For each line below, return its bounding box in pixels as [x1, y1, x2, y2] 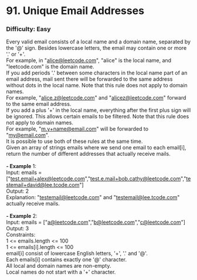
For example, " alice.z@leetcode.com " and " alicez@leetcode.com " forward [6, 94, 186, 101]
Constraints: [6, 231, 36, 238]
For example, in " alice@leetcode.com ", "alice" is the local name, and [6, 57, 172, 64]
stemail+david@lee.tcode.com [6, 182, 80, 189]
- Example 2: [6, 213, 38, 220]
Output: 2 [6, 187, 29, 194]
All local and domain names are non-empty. [6, 262, 111, 269]
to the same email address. [6, 101, 72, 108]
